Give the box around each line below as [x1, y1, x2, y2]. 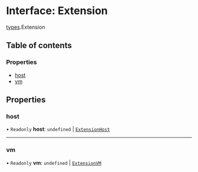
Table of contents [6, 41, 72, 50]
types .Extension [6, 23, 45, 31]
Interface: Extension [6, 4, 108, 18]
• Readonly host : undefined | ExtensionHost [6, 126, 110, 133]
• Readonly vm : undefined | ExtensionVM [6, 159, 101, 166]
